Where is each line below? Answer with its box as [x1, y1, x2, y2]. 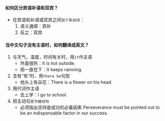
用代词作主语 [12, 86, 39, 92]
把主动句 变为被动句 [12, 98, 49, 104]
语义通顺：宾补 [20, 23, 51, 29]
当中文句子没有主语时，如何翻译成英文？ [5, 42, 89, 48]
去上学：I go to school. [20, 92, 67, 98]
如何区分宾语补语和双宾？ [5, 5, 58, 11]
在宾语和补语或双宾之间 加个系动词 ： [12, 17, 85, 23]
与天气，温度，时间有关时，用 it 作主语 [12, 54, 93, 60]
